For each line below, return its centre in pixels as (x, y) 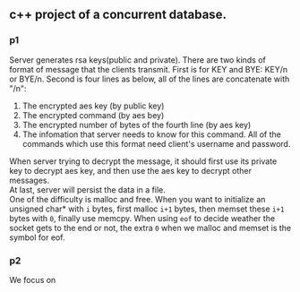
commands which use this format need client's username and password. (156, 143)
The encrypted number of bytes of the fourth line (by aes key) (137, 125)
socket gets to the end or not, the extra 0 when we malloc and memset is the (150, 228)
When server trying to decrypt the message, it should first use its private (143, 161)
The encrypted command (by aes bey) (93, 115)
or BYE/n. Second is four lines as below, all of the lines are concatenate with (150, 79)
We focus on (33, 279)
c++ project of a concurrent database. (118, 15)
